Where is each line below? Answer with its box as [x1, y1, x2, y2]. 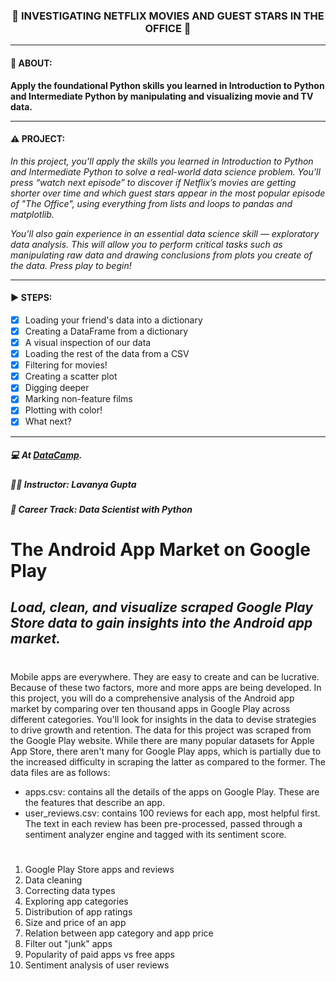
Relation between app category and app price [24, 927, 214, 939]
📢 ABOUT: [10, 57, 53, 69]
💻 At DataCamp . [10, 449, 83, 461]
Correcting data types [24, 884, 116, 896]
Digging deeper [24, 382, 90, 394]
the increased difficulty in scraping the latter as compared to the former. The [10, 755, 326, 768]
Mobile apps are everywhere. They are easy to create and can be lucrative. [10, 670, 320, 683]
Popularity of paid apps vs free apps [24, 948, 176, 960]
